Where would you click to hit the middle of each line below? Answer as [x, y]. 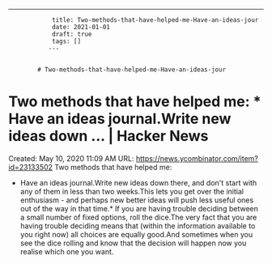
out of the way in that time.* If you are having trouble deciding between [139, 208]
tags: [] [66, 41]
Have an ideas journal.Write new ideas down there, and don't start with [138, 182]
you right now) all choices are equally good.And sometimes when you [136, 234]
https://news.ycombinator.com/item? [197, 158]
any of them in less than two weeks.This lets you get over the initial [132, 191]
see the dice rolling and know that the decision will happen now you [133, 243]
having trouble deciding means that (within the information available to [138, 226]
